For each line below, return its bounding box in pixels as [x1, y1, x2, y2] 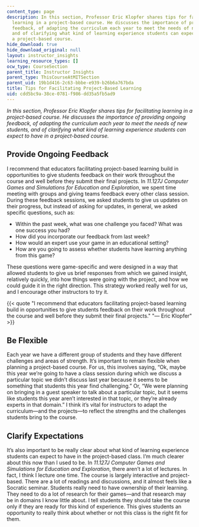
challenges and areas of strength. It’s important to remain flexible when [6, 358, 180, 365]
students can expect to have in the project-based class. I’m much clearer [6, 453, 184, 460]
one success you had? [15, 227, 70, 234]
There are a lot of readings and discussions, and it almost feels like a [24, 478, 192, 485]
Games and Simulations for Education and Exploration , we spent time [6, 184, 177, 191]
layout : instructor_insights [6, 53, 79, 58]
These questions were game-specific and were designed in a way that [6, 263, 178, 270]
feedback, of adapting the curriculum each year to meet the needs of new [6, 119, 188, 127]
